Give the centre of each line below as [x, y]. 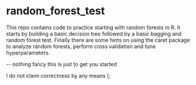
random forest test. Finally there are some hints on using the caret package [98, 40]
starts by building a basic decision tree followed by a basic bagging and [94, 33]
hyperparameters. [28, 52]
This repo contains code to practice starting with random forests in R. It [93, 27]
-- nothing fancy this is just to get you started [61, 64]
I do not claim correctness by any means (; [59, 75]
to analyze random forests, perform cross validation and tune [81, 46]
